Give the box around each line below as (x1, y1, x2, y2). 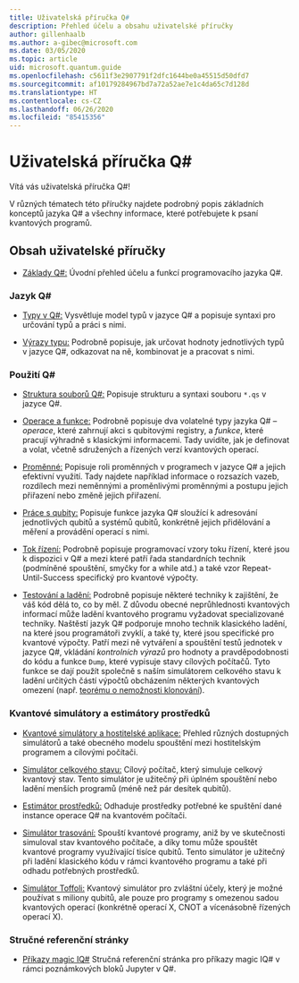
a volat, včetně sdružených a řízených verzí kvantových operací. (21, 444, 259, 455)
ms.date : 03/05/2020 (9, 47, 87, 56)
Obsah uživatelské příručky (9, 244, 166, 259)
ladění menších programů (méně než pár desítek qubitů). (21, 782, 232, 793)
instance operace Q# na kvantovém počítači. (21, 809, 187, 820)
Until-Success (21, 572, 75, 583)
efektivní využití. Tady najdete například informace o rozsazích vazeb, (21, 471, 279, 482)
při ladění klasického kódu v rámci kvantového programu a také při (21, 856, 268, 867)
